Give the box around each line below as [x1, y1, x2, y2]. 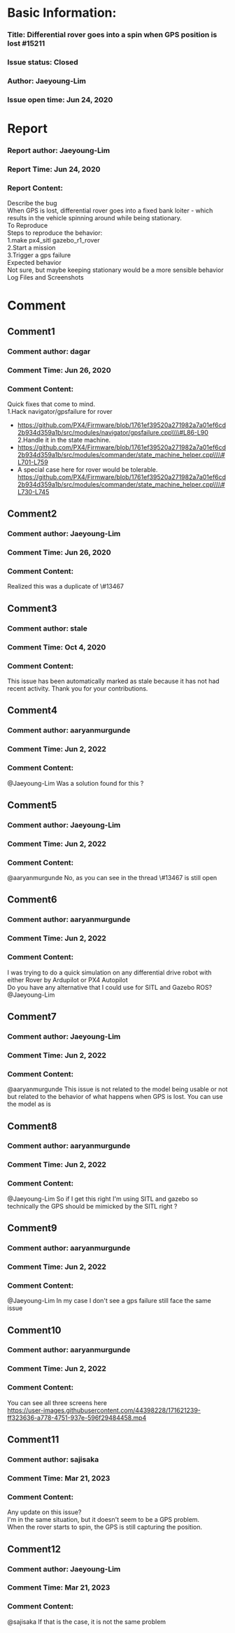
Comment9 [7, 1222, 57, 1235]
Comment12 [7, 1543, 62, 1555]
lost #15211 [7, 38, 45, 48]
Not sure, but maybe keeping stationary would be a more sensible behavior [7, 266, 224, 274]
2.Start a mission [7, 243, 56, 252]
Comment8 [7, 1120, 57, 1132]
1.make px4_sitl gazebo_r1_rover [7, 236, 100, 245]
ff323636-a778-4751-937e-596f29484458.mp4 [7, 1413, 147, 1422]
